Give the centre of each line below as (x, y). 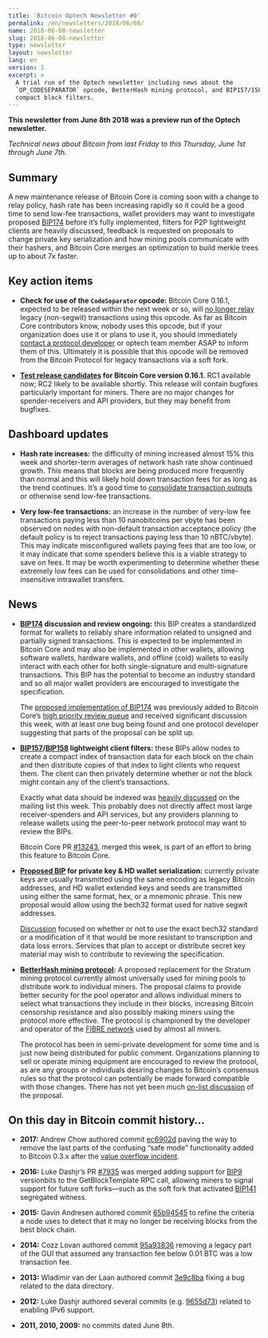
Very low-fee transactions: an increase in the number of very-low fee (135, 511)
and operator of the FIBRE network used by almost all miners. (120, 1029)
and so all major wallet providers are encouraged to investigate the (129, 683)
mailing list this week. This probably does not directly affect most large (136, 806)
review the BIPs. (46, 831)
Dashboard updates (59, 435)
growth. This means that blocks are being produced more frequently (132, 470)
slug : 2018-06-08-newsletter (57, 38)
